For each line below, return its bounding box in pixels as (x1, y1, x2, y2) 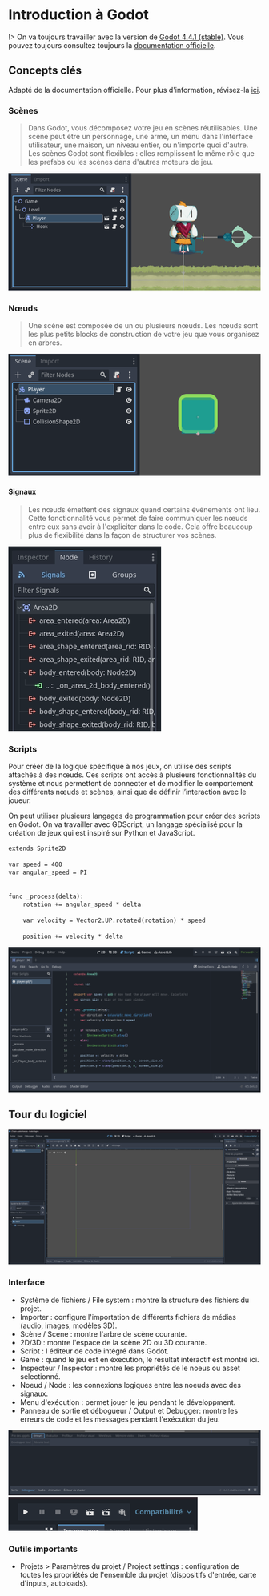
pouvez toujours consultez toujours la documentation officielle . (8, 40, 216, 50)
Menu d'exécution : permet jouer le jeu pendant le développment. (19, 1397, 236, 1406)
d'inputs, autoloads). (19, 1578, 88, 1588)
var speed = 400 (8, 860, 62, 868)
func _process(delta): (8, 892, 84, 900)
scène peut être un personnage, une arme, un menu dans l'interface (27, 132, 254, 142)
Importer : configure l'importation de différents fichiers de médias (19, 1312, 236, 1321)
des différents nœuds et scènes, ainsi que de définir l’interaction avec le (8, 787, 247, 796)
